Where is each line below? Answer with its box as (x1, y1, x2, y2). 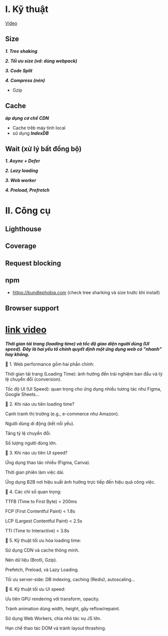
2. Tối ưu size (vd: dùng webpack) (5, 58, 78, 64)
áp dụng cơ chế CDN (5, 115, 49, 121)
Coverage (5, 242, 37, 250)
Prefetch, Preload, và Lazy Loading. (5, 567, 79, 573)
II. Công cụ (5, 205, 51, 216)
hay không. (5, 351, 30, 357)
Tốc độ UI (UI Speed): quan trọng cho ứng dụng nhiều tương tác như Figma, (5, 386, 161, 392)
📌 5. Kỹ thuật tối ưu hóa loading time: (5, 537, 81, 543)
